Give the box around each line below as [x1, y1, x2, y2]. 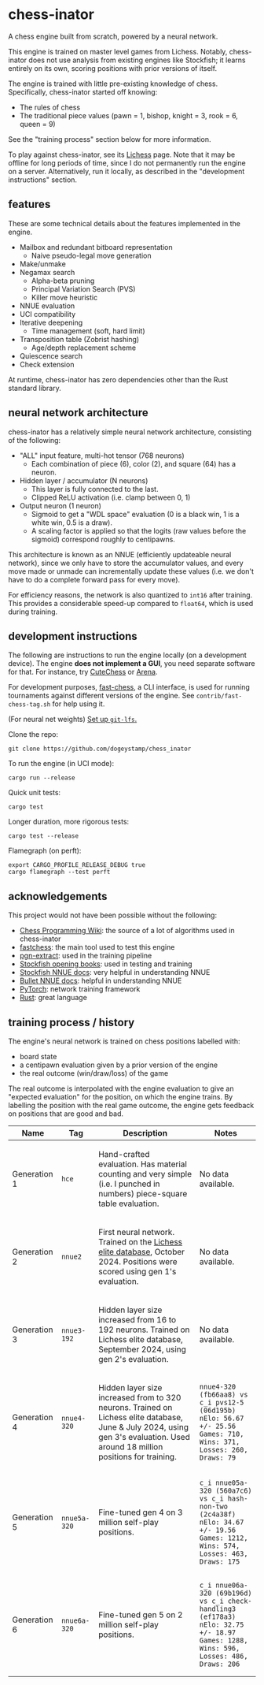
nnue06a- [215, 1581, 248, 1590]
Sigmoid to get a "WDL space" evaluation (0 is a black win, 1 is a [31, 509, 240, 519]
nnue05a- [215, 1479, 248, 1487]
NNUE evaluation [19, 301, 75, 311]
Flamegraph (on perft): [8, 846, 82, 856]
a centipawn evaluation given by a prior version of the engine [19, 1060, 218, 1069]
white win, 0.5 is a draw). [31, 518, 112, 527]
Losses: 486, [199, 1652, 248, 1661]
